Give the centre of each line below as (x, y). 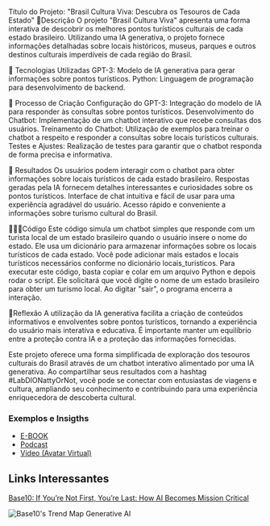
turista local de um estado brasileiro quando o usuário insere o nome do (128, 237)
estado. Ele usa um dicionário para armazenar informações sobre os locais (133, 246)
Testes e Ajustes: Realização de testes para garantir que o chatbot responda (135, 146)
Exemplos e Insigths (49, 418)
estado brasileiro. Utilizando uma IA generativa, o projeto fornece (117, 37)
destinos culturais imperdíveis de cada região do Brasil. (100, 55)
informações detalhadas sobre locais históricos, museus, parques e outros (132, 46)
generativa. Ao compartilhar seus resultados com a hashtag (108, 372)
